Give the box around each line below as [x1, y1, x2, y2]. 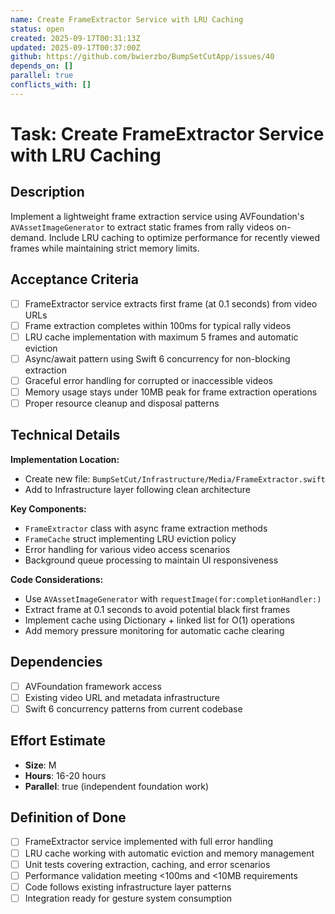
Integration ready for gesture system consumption [24, 892, 233, 904]
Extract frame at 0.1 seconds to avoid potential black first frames [24, 603, 291, 615]
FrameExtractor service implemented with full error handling [24, 836, 274, 848]
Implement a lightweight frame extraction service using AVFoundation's [10, 210, 305, 222]
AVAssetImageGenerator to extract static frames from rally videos [10, 221, 275, 233]
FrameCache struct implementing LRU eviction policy [24, 532, 237, 545]
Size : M [24, 759, 57, 771]
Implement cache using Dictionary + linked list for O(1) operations [24, 614, 295, 626]
